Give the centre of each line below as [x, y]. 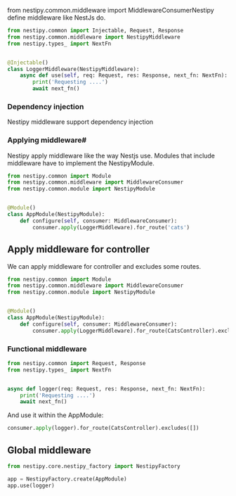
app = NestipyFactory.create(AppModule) [67, 479]
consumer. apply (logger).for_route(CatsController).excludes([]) [103, 428]
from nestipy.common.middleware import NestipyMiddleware [94, 37]
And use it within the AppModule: [55, 415]
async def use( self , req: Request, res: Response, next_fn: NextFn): [124, 76]
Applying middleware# [47, 140]
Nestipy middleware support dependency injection [80, 122]
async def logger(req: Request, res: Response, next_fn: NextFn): [106, 389]
